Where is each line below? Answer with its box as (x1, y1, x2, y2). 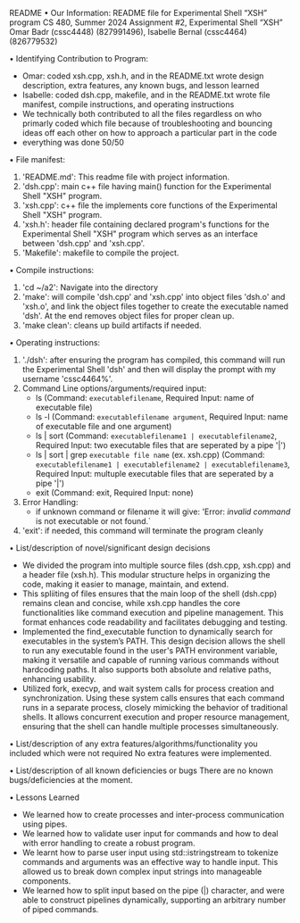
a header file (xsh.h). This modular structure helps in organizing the (21, 570, 271, 579)
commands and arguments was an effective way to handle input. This (21, 857, 279, 867)
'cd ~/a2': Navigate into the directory (21, 282, 159, 293)
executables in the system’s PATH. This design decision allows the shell (21, 636, 286, 646)
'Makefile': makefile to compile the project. (21, 247, 179, 258)
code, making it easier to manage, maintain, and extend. (21, 579, 229, 589)
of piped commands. (21, 904, 99, 914)
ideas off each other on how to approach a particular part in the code (21, 128, 278, 137)
